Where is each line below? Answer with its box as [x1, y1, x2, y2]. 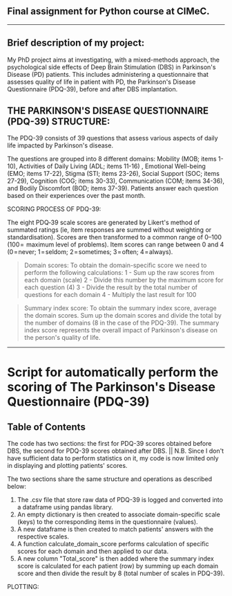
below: [7, 482, 26, 491]
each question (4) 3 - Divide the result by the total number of [23, 283, 198, 291]
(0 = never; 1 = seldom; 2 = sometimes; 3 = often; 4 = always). [7, 248, 173, 256]
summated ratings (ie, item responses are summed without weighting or [7, 226, 212, 234]
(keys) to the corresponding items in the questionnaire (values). [17, 518, 198, 526]
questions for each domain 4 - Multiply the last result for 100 [23, 291, 197, 299]
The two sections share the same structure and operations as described [7, 475, 213, 483]
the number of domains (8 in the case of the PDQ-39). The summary [23, 318, 220, 327]
